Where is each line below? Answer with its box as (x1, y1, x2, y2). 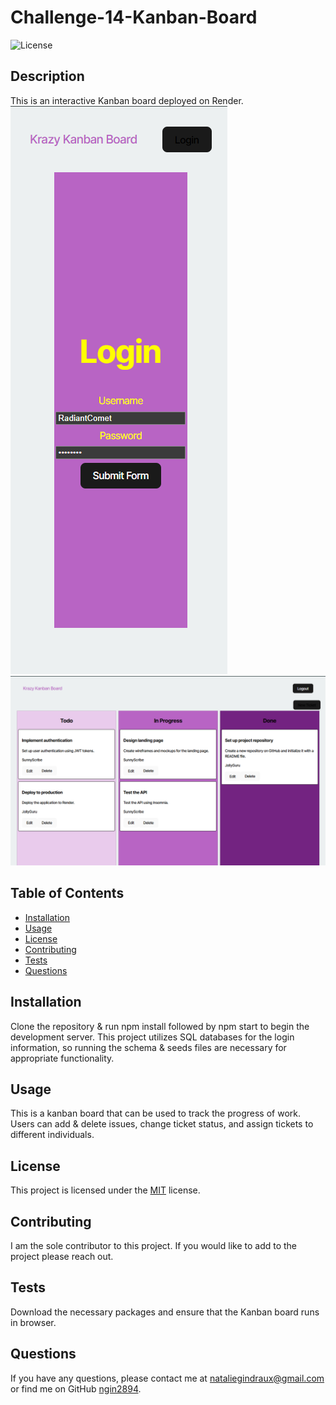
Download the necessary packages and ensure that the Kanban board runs (10, 1306, 320, 1318)
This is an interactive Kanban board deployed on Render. (10, 94, 244, 106)
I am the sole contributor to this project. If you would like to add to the (10, 1240, 298, 1251)
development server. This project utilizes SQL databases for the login (10, 1031, 295, 1043)
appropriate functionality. (10, 1052, 115, 1064)
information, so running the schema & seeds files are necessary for (10, 1041, 287, 1053)
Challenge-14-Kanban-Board (10, 6, 258, 29)
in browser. (10, 1316, 57, 1328)
